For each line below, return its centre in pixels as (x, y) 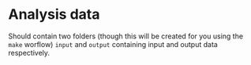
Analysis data (54, 14)
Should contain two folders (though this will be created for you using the (126, 36)
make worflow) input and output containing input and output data (113, 44)
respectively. (29, 52)
